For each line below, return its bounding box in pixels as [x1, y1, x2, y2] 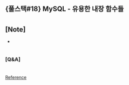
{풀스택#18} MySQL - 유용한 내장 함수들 [5, 4, 124, 13]
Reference [5, 74, 27, 80]
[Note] [5, 25, 26, 33]
